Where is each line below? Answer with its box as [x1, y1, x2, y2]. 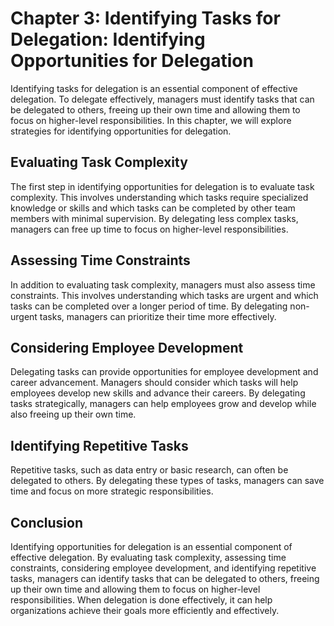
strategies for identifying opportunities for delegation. [10, 125, 232, 137]
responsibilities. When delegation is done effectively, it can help [10, 594, 273, 606]
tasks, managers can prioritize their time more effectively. [39, 310, 277, 322]
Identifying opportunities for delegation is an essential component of [10, 541, 293, 552]
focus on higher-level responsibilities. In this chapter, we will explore [10, 114, 292, 126]
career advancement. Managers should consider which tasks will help [10, 377, 299, 389]
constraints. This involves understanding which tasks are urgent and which [10, 289, 319, 301]
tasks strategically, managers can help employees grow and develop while [10, 398, 317, 410]
